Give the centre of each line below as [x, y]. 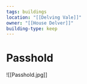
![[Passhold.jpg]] [27, 75]
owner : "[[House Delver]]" [40, 23]
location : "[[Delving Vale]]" [44, 17]
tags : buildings [26, 12]
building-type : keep [32, 28]
